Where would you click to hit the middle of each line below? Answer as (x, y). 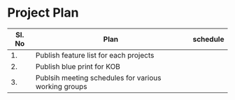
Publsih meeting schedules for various (98, 78)
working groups (61, 86)
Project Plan (43, 13)
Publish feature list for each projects (95, 55)
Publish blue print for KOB (78, 66)
